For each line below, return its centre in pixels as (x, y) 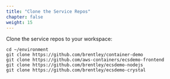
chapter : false (25, 17)
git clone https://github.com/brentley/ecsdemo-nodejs (75, 65)
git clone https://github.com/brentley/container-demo (75, 55)
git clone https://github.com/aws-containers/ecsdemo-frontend (85, 60)
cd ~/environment (27, 50)
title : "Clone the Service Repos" (49, 11)
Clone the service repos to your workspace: (59, 39)
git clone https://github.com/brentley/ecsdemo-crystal (76, 70)
